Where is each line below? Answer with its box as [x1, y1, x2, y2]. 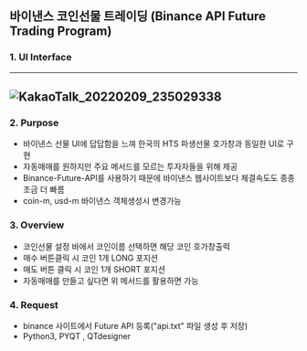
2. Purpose [9, 117, 59, 129]
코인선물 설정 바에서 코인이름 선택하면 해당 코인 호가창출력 [22, 240, 231, 251]
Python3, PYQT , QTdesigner [22, 330, 131, 341]
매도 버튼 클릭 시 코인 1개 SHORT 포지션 [22, 263, 166, 274]
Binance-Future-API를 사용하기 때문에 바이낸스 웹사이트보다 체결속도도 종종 [22, 173, 295, 184]
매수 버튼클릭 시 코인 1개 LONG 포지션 [22, 252, 158, 263]
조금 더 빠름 [22, 184, 66, 195]
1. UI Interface [9, 51, 72, 64]
